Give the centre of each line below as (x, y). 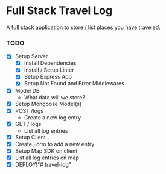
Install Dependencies (50, 63)
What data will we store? (55, 97)
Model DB (27, 90)
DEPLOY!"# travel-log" (43, 165)
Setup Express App (48, 77)
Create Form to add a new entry (55, 144)
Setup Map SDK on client (46, 151)
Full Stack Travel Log (59, 11)
